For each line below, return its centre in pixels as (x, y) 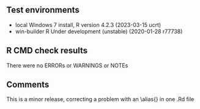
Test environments (43, 10)
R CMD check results (47, 51)
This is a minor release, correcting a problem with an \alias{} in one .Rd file (100, 99)
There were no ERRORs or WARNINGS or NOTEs (67, 65)
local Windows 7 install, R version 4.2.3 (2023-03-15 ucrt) (88, 24)
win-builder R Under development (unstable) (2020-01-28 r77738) (99, 31)
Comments (28, 85)
